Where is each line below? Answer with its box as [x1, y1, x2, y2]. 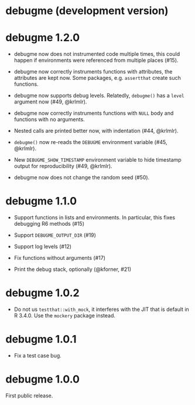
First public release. [5, 392, 53, 399]
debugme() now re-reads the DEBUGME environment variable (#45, [13, 139, 167, 146]
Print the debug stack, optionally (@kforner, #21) [13, 266, 132, 273]
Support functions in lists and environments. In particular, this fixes [13, 214, 176, 221]
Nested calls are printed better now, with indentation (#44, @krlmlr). [13, 128, 179, 135]
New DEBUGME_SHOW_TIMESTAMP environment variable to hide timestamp [13, 156, 182, 163]
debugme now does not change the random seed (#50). [13, 174, 150, 181]
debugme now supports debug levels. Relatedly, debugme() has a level [13, 92, 185, 99]
